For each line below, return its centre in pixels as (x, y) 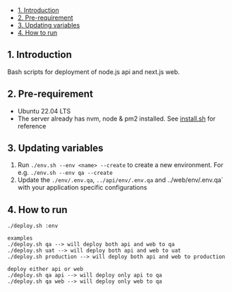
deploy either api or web (45, 269)
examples (20, 238)
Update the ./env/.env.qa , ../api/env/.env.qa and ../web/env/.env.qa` (120, 180)
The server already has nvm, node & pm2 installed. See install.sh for (117, 118)
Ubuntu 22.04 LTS (44, 111)
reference (32, 126)
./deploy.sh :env (33, 226)
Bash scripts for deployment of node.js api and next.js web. (93, 72)
